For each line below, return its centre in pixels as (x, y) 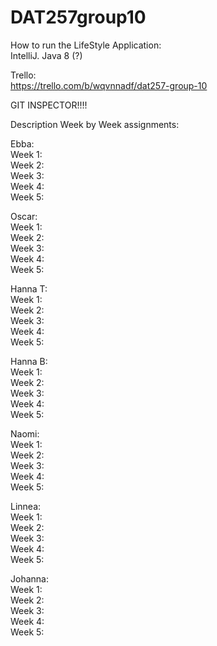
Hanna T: (29, 288)
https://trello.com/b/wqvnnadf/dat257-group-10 (109, 85)
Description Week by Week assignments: (95, 124)
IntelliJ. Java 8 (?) (46, 55)
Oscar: (24, 216)
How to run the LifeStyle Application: (86, 45)
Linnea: (26, 506)
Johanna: (29, 578)
